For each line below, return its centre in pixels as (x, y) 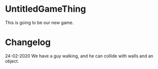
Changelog (28, 42)
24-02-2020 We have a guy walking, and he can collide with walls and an (79, 56)
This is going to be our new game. (39, 23)
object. (12, 61)
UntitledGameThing (46, 9)
